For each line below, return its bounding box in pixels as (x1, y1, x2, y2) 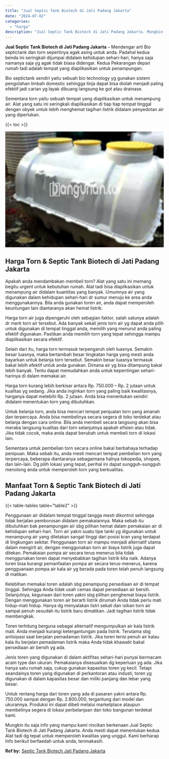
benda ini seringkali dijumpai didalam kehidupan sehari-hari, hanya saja (5, 55, 153, 61)
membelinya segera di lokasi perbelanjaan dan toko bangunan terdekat (5, 707, 152, 713)
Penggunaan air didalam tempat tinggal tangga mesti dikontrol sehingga (5, 512, 154, 518)
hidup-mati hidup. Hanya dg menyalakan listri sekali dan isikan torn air (5, 603, 151, 609)
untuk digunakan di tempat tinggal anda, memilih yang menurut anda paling (5, 326, 162, 332)
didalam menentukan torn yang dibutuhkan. (5, 399, 96, 405)
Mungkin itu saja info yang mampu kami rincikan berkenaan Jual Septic (5, 722, 153, 728)
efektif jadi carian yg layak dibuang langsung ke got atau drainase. (5, 86, 143, 92)
